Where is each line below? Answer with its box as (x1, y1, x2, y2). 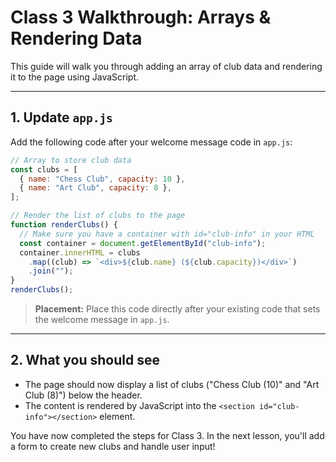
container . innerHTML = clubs (19, 247, 141, 258)
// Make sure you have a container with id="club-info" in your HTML (19, 229, 315, 239)
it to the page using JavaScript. (10, 71, 140, 83)
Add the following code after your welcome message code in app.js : (10, 136, 293, 148)
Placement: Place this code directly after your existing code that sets (34, 303, 321, 315)
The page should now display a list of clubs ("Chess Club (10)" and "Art (24, 378, 320, 390)
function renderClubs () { (10, 220, 118, 230)
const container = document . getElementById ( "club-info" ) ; (19, 238, 267, 248)
